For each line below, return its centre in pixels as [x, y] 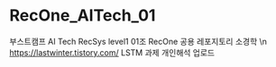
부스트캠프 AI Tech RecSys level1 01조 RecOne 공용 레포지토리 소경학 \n [138, 41]
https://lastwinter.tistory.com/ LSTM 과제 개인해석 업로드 [112, 52]
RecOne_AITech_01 [83, 16]
